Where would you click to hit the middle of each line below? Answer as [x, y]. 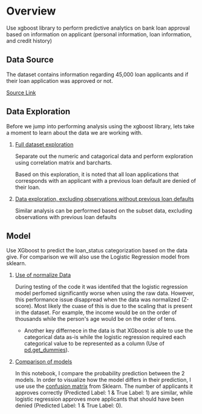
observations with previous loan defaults [66, 217]
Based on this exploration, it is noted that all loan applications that [97, 174]
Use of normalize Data [43, 275]
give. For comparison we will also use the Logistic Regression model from [98, 257]
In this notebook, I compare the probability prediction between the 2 [100, 373]
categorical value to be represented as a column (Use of [94, 344]
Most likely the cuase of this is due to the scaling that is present [113, 306]
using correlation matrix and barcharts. [64, 162]
